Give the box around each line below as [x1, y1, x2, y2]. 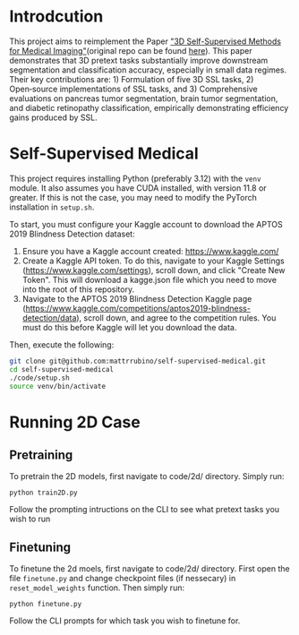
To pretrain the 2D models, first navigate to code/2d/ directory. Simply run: [9, 471, 285, 482]
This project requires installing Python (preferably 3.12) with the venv [9, 173, 261, 184]
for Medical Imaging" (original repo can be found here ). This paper [9, 45, 252, 56]
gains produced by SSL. [9, 112, 98, 123]
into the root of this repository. [21, 284, 135, 295]
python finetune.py [9, 600, 82, 609]
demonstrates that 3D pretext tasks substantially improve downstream [9, 55, 269, 65]
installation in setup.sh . [9, 202, 95, 212]
